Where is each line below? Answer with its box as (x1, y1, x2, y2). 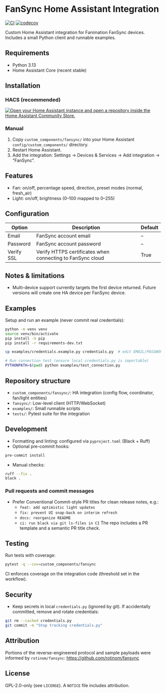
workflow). (5, 576, 27, 582)
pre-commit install (5, 453, 45, 458)
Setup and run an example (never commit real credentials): (5, 317, 125, 323)
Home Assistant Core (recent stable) (12, 67, 87, 73)
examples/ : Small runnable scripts (12, 405, 81, 411)
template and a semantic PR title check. (19, 525, 100, 531)
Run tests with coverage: (5, 552, 56, 558)
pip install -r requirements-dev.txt (5, 341, 83, 346)
